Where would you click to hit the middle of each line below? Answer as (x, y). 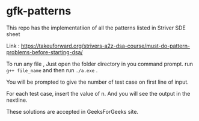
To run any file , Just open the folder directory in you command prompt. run (100, 64)
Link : (13, 46)
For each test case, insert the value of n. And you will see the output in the (98, 93)
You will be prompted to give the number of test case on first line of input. (98, 82)
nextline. (17, 100)
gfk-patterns (39, 11)
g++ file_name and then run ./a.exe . (52, 70)
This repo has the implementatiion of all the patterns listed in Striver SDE (96, 28)
